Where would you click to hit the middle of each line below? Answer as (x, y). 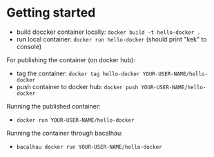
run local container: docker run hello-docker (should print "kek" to (112, 39)
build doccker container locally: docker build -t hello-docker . (108, 32)
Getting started (51, 13)
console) (29, 46)
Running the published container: (53, 106)
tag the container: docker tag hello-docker (78, 73)
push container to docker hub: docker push (77, 86)
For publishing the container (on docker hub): (71, 59)
